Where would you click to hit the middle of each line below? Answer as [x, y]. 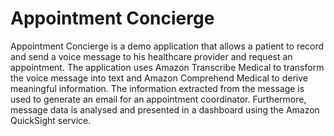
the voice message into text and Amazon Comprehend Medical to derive [159, 78]
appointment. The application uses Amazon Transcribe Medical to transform [167, 67]
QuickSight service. [51, 120]
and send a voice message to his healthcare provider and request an [151, 56]
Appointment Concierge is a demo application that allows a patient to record [167, 46]
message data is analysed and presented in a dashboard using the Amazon [165, 109]
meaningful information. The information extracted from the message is [157, 88]
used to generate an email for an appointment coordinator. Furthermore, [158, 99]
